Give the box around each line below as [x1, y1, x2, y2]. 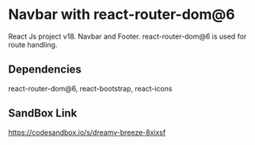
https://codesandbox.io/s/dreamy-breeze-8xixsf [8, 128, 166, 137]
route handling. [8, 39, 58, 49]
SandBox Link [8, 106, 78, 120]
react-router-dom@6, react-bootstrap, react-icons [8, 84, 173, 93]
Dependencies [8, 63, 82, 76]
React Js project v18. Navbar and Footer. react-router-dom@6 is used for [8, 32, 247, 41]
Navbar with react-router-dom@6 [8, 6, 235, 24]
